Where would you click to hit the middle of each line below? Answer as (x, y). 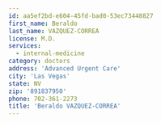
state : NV (25, 83)
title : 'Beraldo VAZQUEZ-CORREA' (65, 106)
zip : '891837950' (38, 91)
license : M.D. (32, 38)
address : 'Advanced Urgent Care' (65, 69)
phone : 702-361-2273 (43, 99)
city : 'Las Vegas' (39, 76)
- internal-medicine (50, 53)
